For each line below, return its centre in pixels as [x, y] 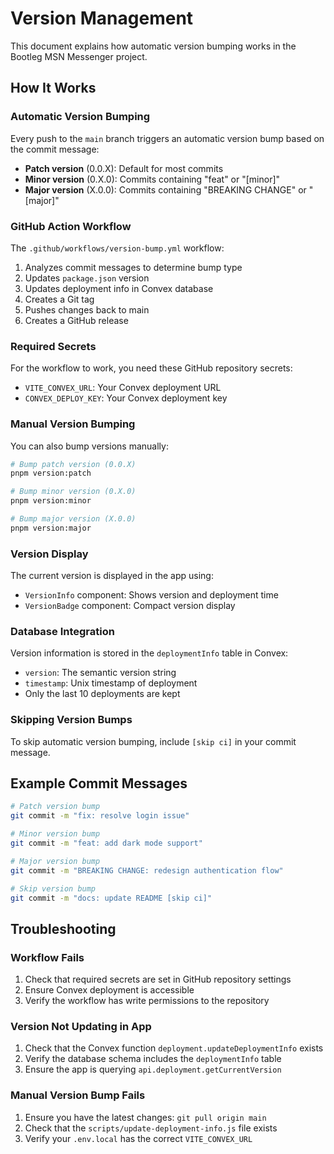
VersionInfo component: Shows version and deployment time [151, 595]
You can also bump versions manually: [89, 446]
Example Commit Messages [99, 783]
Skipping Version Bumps [71, 720]
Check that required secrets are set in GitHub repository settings [158, 979]
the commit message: [55, 149]
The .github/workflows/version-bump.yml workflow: [117, 248]
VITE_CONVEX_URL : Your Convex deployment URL [123, 388]
